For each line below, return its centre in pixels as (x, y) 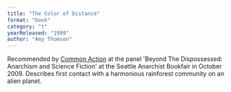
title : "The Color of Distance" (53, 13)
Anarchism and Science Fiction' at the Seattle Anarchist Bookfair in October (114, 66)
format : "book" (29, 20)
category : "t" (28, 26)
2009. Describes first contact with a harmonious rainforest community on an (116, 74)
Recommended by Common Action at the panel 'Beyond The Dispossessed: (115, 59)
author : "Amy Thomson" (40, 39)
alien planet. (24, 81)
